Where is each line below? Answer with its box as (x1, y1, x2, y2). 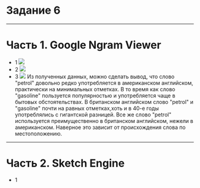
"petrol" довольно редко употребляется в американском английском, (14, 79, 193, 87)
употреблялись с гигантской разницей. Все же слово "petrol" (14, 111, 171, 118)
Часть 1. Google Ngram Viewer (6, 38, 162, 52)
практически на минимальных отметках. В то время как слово (14, 85, 176, 93)
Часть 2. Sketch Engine (6, 156, 125, 170)
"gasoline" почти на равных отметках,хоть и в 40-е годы (14, 104, 159, 112)
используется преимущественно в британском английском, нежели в (14, 117, 193, 124)
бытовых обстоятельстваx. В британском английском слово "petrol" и (14, 98, 193, 105)
